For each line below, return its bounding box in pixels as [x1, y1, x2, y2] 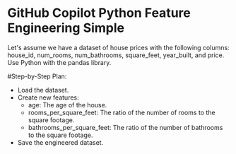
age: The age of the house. [28, 100, 107, 109]
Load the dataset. [17, 85, 69, 94]
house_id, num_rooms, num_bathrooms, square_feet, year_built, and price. [7, 51, 225, 59]
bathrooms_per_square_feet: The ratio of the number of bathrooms [28, 123, 223, 131]
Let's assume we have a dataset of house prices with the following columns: [7, 43, 230, 52]
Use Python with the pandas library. [7, 58, 112, 66]
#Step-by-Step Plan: [7, 72, 67, 81]
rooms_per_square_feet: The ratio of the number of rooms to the [28, 108, 216, 117]
